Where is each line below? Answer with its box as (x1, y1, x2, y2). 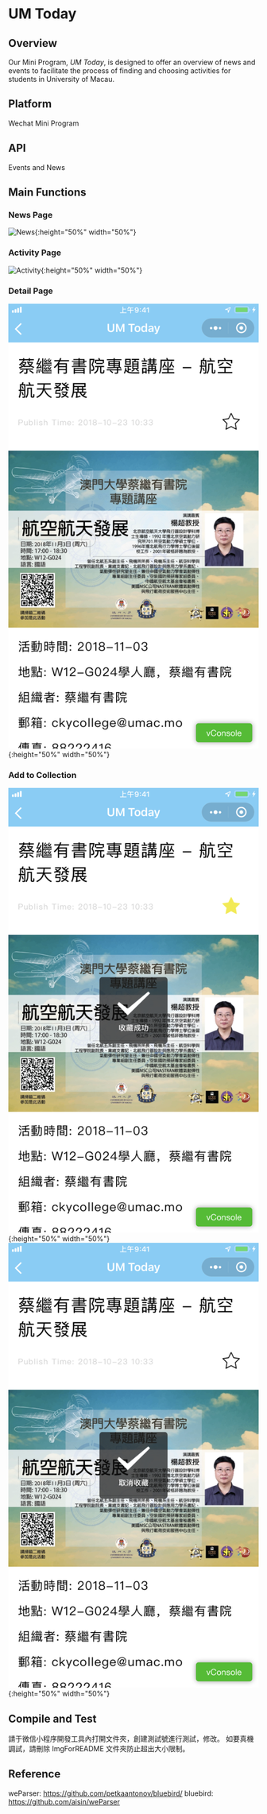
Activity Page (8, 247, 62, 258)
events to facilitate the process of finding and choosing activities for (8, 66, 231, 75)
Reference (8, 1767, 61, 1781)
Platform (8, 97, 52, 111)
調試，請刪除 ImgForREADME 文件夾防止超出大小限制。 (8, 1744, 190, 1754)
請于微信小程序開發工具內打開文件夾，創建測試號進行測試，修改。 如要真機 (8, 1734, 254, 1744)
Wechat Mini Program (8, 118, 79, 128)
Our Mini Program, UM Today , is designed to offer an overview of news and (8, 57, 256, 67)
